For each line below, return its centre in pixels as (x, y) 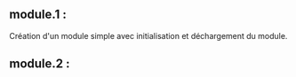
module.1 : (38, 15)
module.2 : (40, 64)
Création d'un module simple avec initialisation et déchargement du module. (148, 35)
